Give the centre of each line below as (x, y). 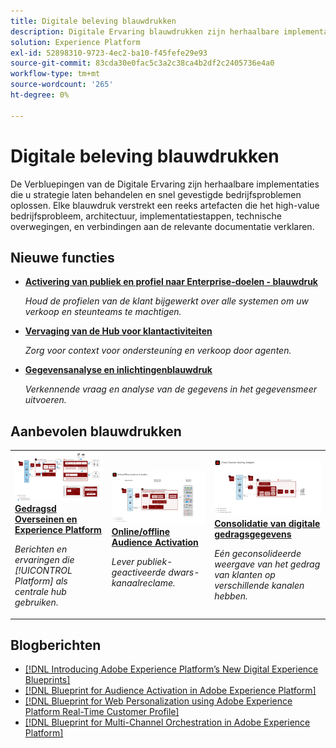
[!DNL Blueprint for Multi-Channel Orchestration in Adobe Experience (167, 722)
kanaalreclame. (143, 583)
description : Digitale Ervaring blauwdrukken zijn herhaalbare (145, 31)
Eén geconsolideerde (258, 553)
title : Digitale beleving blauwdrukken (93, 21)
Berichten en (41, 549)
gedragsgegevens (253, 534)
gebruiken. (36, 602)
